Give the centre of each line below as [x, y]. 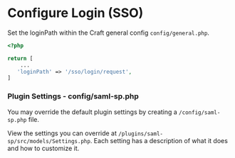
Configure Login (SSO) [75, 13]
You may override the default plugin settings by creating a [93, 112]
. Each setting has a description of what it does [159, 140]
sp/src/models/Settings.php [49, 141]
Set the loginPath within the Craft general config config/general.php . [109, 33]
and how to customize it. [43, 148]
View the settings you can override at [62, 133]
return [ [20, 58]
